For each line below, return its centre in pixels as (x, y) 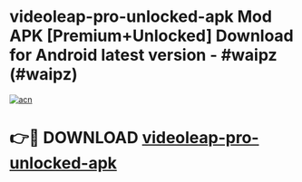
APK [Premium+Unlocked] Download (152, 36)
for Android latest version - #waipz (144, 55)
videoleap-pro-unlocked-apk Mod (141, 17)
